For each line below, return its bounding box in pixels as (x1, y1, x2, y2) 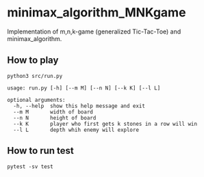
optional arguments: (7, 96, 66, 103)
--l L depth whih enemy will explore (13, 126, 139, 133)
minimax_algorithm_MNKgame (7, 5, 186, 21)
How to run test (7, 145, 74, 156)
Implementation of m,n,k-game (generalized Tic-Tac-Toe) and (7, 27, 181, 36)
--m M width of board (13, 108, 94, 115)
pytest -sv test (7, 163, 53, 170)
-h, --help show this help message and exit (13, 103, 146, 109)
